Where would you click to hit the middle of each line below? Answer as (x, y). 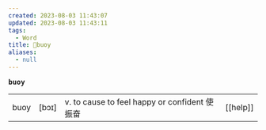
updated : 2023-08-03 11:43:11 (58, 23)
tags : (17, 30)
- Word (26, 38)
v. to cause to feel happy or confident (134, 101)
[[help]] (239, 107)
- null (26, 60)
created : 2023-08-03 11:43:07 (58, 15)
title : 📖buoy (30, 45)
